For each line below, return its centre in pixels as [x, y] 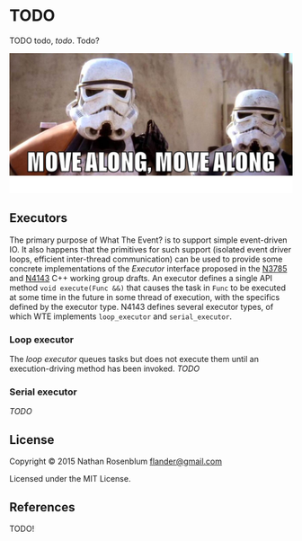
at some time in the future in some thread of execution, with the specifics [145, 297]
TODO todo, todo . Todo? [55, 40]
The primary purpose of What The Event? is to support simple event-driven [148, 240]
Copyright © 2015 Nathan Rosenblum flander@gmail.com [116, 461]
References [42, 507]
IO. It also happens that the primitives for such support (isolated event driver [151, 249]
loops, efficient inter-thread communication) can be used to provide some [146, 259]
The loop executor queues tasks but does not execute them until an [134, 359]
